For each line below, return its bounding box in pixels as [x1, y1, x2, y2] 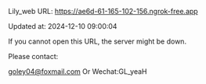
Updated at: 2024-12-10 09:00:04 [8, 22, 117, 30]
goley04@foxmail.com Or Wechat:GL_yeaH [8, 67, 147, 76]
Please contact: [8, 52, 59, 61]
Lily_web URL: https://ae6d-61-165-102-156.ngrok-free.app [8, 7, 198, 16]
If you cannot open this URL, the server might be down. [8, 37, 186, 46]
